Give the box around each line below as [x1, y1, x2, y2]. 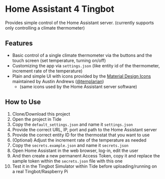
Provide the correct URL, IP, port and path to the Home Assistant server [12, 126, 157, 132]
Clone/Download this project [12, 111, 70, 117]
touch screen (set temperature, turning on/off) [12, 58, 106, 63]
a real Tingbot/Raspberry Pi [12, 168, 68, 174]
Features [5, 39, 33, 48]
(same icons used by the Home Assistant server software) [19, 84, 137, 89]
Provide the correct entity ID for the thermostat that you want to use [12, 132, 150, 138]
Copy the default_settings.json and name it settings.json [12, 121, 133, 127]
